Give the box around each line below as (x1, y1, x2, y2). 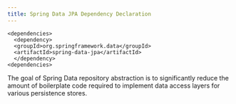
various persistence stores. (7, 88, 88, 97)
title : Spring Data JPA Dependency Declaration (7, 10, 152, 18)
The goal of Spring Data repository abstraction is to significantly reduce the (7, 73, 230, 82)
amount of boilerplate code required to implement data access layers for (7, 81, 220, 90)
